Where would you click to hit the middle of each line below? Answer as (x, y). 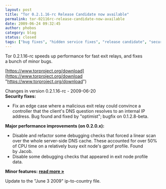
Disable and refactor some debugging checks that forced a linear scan (84, 135)
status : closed (21, 38)
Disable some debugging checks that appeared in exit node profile (80, 156)
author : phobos (21, 28)
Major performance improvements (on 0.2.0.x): (55, 126)
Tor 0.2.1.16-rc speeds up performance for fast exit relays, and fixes (74, 56)
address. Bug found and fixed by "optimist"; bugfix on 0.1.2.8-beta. (80, 116)
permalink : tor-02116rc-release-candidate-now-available (65, 19)
